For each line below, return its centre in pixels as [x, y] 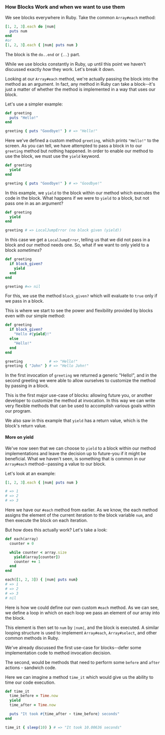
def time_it [17, 691]
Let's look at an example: [30, 473]
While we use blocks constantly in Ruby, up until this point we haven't [75, 64]
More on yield [19, 437]
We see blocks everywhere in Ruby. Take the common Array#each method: [81, 18]
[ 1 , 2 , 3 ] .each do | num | [30, 27]
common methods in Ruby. [32, 638]
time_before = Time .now [34, 696]
